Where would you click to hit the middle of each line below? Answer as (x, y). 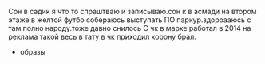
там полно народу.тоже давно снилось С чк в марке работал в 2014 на (130, 28)
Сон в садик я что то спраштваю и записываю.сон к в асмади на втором (132, 11)
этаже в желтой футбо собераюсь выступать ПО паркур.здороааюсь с (130, 20)
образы (33, 52)
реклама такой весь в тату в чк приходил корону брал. (103, 36)
